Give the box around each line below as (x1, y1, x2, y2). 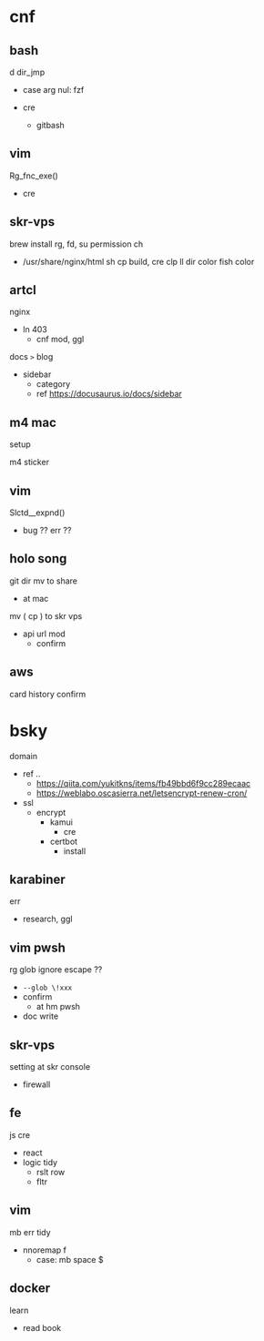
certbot (49, 836, 78, 847)
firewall (22, 1079, 51, 1090)
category (36, 379, 71, 390)
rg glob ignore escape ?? (9, 964, 103, 975)
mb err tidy (9, 1226, 52, 1237)
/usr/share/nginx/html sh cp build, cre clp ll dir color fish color (22, 256, 255, 267)
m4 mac (9, 414, 57, 430)
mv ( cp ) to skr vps (9, 610, 83, 621)
